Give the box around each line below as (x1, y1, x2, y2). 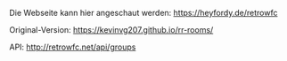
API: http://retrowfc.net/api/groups (9, 42, 136, 52)
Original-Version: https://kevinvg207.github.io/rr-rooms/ (9, 25, 214, 34)
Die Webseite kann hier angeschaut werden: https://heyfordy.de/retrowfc (9, 8, 278, 18)
